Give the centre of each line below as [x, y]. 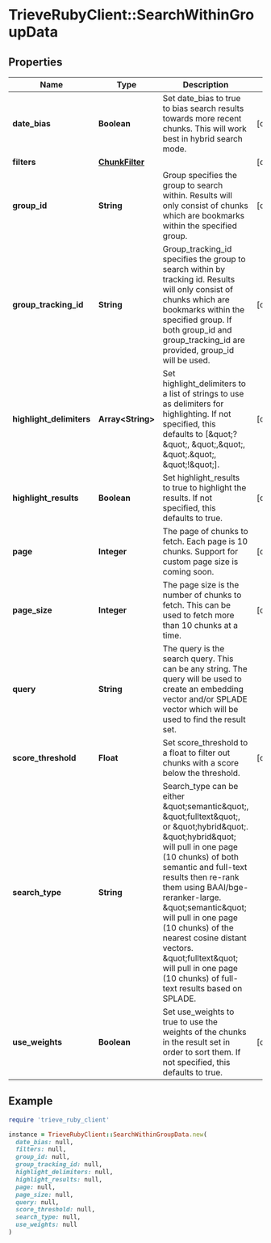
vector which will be [200, 709]
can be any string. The [205, 669]
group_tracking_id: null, [59, 1165]
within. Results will [197, 195]
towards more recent [202, 119]
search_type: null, [48, 1217]
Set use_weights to [198, 1012]
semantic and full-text [205, 867]
